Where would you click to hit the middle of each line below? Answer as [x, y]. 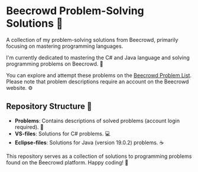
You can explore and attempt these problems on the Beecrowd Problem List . [99, 75]
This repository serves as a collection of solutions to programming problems [99, 156]
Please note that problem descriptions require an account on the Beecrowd [98, 82]
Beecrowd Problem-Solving [75, 11]
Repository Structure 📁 [49, 107]
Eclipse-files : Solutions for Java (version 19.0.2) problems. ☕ [89, 142]
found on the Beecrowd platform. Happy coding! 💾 [67, 162]
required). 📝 [29, 127]
